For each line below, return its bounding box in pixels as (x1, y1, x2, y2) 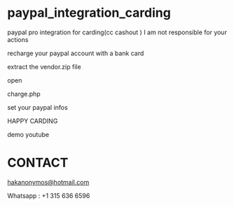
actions (7, 35, 29, 43)
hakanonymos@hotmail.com (7, 178, 90, 186)
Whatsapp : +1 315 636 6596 (7, 191, 90, 200)
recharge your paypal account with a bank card (7, 49, 144, 57)
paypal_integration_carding (7, 5, 172, 21)
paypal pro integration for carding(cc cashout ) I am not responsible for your (7, 28, 228, 36)
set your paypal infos (7, 103, 68, 111)
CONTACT (7, 155, 69, 171)
